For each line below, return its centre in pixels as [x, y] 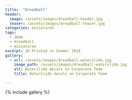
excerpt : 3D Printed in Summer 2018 [43, 51]
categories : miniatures [30, 28]
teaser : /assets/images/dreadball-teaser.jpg [57, 23]
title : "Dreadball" [26, 10]
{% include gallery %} [28, 92]
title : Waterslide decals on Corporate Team [61, 74]
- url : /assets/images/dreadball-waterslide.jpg [61, 60]
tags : [11, 33]
